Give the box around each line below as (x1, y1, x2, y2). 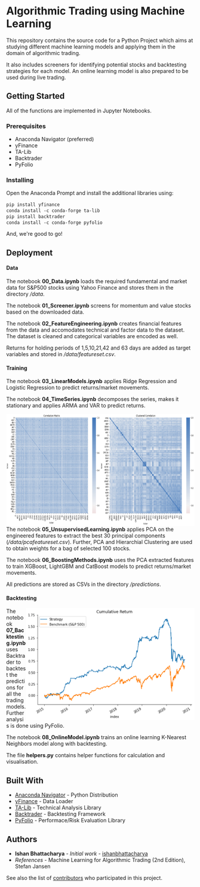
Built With (6, 775, 44, 785)
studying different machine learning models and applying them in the (6, 43, 176, 50)
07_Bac (6, 627, 24, 634)
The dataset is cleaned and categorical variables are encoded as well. (6, 332, 179, 339)
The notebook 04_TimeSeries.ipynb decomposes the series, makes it (6, 396, 179, 403)
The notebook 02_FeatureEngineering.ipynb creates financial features (6, 320, 182, 327)
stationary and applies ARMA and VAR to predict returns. (6, 402, 146, 409)
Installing (6, 175, 34, 184)
